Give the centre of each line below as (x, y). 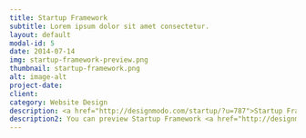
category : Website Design (58, 102)
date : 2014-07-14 (42, 52)
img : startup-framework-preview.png (79, 60)
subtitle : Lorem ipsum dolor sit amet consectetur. (109, 26)
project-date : (36, 85)
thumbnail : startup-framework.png (75, 69)
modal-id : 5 (32, 43)
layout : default (40, 34)
